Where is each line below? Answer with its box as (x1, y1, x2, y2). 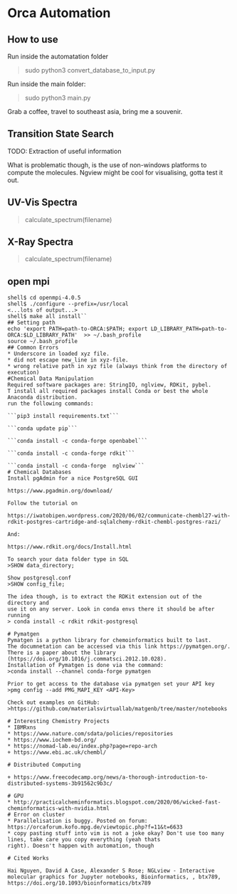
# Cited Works (7, 855, 50, 862)
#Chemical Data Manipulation (7, 375, 94, 382)
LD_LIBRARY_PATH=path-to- (150, 325, 228, 332)
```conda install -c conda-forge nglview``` (7, 463, 144, 470)
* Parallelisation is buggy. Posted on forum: (7, 817, 148, 825)
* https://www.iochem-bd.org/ (7, 737, 98, 744)
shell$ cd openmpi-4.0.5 (7, 294, 81, 302)
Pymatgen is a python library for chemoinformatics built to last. (7, 637, 212, 644)
